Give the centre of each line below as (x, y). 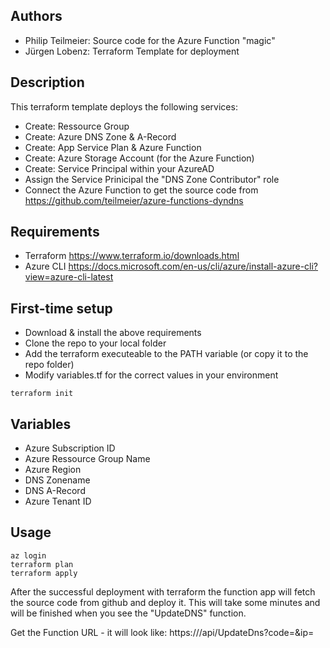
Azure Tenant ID (58, 501)
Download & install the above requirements (113, 333)
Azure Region (53, 470)
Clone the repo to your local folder (95, 343)
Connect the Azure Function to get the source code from (141, 190)
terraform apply (44, 573)
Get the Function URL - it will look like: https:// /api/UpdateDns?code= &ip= (162, 632)
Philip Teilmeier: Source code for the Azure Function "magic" (150, 40)
